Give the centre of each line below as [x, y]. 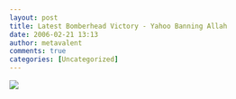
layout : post [34, 18]
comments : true [38, 51]
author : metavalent [46, 43]
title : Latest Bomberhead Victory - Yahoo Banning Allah [118, 26]
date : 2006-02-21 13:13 [54, 34]
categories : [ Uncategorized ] [64, 59]
